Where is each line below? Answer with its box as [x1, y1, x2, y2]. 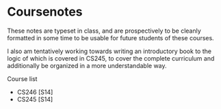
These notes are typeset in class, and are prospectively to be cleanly [7, 27, 202, 35]
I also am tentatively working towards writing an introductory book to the [7, 47, 212, 55]
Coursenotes [7, 4, 83, 20]
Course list [7, 74, 38, 82]
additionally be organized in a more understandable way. [7, 61, 167, 69]
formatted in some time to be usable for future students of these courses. [7, 33, 214, 42]
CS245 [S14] [16, 95, 53, 103]
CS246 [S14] [16, 88, 53, 96]
